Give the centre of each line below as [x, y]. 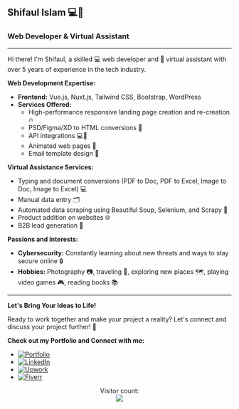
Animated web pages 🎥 [62, 146]
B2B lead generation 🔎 [51, 225]
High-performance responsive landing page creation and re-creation [129, 112]
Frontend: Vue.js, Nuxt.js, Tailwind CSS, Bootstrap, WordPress [109, 97]
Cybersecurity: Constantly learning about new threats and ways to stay [123, 253]
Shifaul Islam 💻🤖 [46, 12]
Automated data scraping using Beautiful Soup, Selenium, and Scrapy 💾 [123, 210]
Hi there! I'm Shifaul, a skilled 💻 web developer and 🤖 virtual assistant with [117, 59]
